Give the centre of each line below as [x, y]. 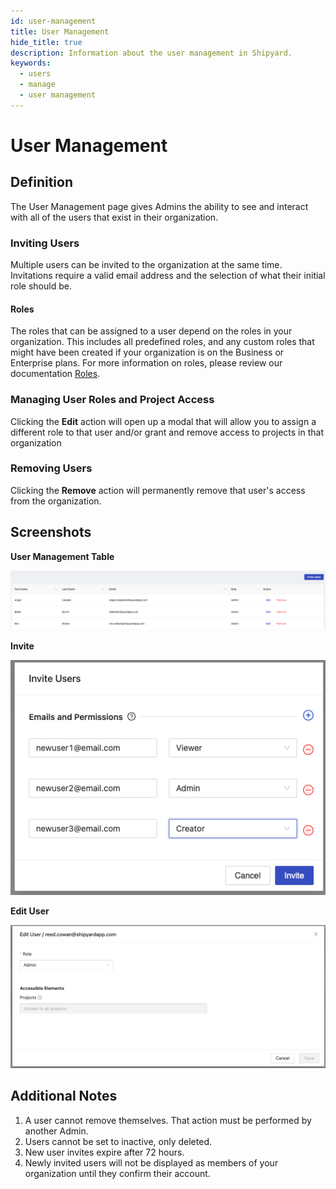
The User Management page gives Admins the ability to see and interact [159, 206]
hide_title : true [46, 42]
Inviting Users [45, 243]
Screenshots [51, 532]
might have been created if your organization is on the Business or [147, 352]
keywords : [31, 63]
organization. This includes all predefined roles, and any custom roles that [162, 342]
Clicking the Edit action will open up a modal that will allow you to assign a [163, 421]
